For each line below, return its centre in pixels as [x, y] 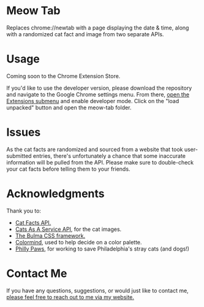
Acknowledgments [56, 193]
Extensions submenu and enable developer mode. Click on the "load [93, 101]
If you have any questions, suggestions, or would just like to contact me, [97, 290]
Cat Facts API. [33, 222]
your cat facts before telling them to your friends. [68, 169]
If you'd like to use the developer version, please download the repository [99, 88]
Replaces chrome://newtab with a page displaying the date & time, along [98, 28]
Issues [24, 132]
